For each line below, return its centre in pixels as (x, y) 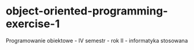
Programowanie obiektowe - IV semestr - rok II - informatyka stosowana (97, 40)
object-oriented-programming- (87, 11)
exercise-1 (33, 24)
